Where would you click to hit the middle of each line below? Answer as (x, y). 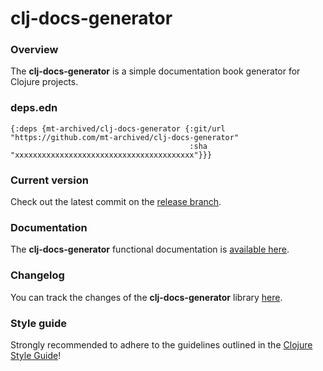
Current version (49, 180)
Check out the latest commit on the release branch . (116, 202)
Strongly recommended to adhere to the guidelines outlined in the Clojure (161, 344)
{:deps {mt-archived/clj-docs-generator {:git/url (118, 128)
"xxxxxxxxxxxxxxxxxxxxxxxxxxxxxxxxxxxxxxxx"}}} (111, 155)
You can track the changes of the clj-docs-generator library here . (146, 297)
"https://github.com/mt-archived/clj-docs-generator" (125, 137)
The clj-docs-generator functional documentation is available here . (150, 249)
